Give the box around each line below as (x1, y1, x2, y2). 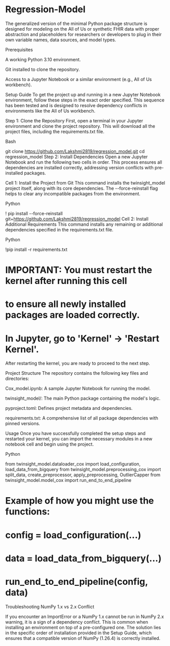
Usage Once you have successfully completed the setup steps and (5, 430, 146, 436)
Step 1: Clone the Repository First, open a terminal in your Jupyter (5, 117, 144, 123)
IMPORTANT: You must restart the (5, 264, 153, 276)
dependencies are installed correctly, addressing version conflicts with (5, 164, 154, 170)
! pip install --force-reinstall (5, 210, 63, 216)
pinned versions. (5, 421, 41, 427)
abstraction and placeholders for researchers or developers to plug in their (5, 31, 162, 37)
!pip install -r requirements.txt (5, 246, 68, 252)
